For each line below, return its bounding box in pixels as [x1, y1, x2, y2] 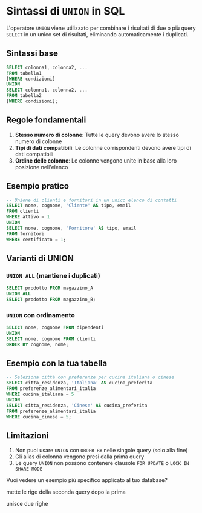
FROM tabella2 [6, 93, 42, 99]
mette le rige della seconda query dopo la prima [6, 488, 126, 495]
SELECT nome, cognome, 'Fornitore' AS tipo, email [6, 225, 137, 231]
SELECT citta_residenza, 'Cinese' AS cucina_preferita [6, 402, 148, 409]
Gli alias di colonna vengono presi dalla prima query [15, 453, 145, 460]
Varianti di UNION [6, 253, 74, 263]
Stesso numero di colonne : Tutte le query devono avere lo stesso [15, 131, 180, 138]
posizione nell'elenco [15, 163, 68, 170]
